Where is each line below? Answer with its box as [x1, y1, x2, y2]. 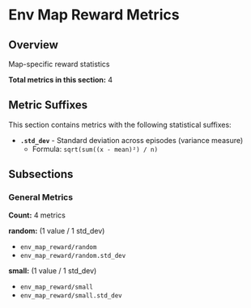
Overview [8, 38, 59, 52]
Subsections [8, 167, 74, 181]
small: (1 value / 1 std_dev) [8, 265, 97, 276]
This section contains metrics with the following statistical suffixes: [8, 120, 232, 129]
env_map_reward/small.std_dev [19, 291, 123, 300]
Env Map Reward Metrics [8, 6, 180, 24]
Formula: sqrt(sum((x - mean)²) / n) [32, 144, 159, 154]
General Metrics [8, 192, 74, 203]
